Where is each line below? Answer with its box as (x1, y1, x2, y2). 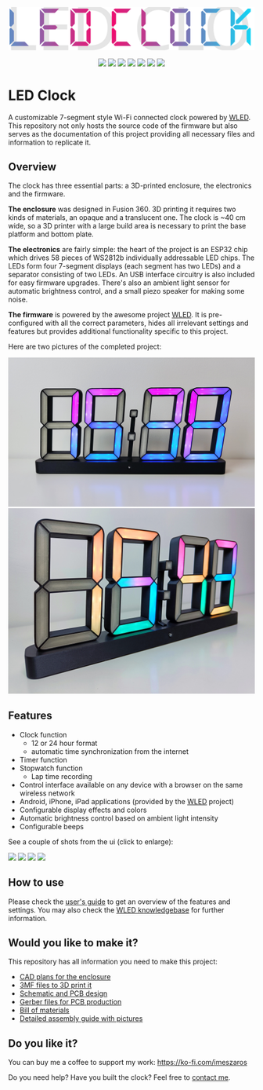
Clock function (19, 730, 67, 739)
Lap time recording (31, 771, 92, 781)
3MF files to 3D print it (19, 981, 92, 990)
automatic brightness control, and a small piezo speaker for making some (8, 287, 245, 296)
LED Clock (8, 86, 76, 104)
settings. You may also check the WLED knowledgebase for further (8, 905, 225, 914)
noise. (8, 294, 28, 305)
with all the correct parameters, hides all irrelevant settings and (45, 318, 249, 328)
